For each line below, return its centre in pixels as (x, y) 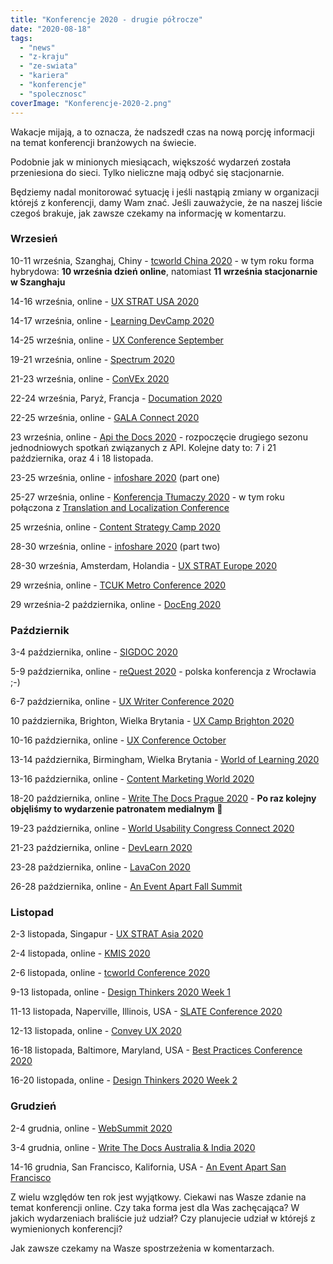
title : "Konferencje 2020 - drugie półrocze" (106, 19)
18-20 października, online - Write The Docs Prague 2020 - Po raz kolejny (163, 798)
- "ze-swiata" (48, 66)
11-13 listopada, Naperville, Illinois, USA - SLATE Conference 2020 (146, 1012)
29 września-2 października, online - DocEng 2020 (116, 604)
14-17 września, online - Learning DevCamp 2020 (112, 320)
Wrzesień (34, 239)
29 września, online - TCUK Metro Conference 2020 (118, 585)
